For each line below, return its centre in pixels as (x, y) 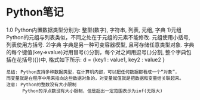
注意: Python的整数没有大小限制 (41, 85)
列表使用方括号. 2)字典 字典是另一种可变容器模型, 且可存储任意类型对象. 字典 (100, 45)
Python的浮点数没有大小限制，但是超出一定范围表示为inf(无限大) (92, 91)
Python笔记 (35, 12)
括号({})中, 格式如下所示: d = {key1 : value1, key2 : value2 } (93, 60)
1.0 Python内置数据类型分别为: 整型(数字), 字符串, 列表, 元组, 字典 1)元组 (94, 30)
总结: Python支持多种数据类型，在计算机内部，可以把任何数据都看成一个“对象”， (93, 72)
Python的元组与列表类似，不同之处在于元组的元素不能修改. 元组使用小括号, (98, 37)
